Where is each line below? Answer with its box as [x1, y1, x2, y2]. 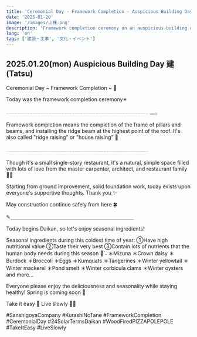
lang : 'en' [6, 31, 33, 36]
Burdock [6, 257, 27, 264]
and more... [6, 271, 34, 278]
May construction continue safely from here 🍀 [6, 201, 118, 208]
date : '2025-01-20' [6, 14, 54, 20]
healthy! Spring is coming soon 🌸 [6, 289, 86, 296]
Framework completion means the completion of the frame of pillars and [6, 121, 181, 128]
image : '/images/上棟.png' [6, 19, 70, 25]
